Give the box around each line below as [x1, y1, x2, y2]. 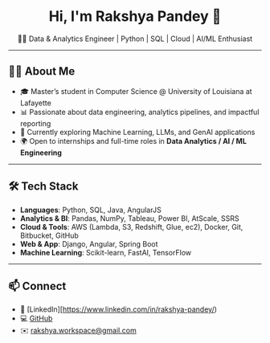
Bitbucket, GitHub [19, 231, 79, 240]
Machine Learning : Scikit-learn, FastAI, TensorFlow [19, 247, 191, 257]
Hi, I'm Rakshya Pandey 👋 [48, 7, 222, 26]
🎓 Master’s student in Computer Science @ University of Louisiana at [19, 86, 252, 96]
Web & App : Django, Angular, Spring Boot [19, 239, 158, 248]
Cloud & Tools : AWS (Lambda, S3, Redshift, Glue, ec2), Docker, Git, [19, 222, 243, 231]
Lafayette [19, 98, 52, 108]
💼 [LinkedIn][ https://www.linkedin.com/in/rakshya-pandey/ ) [19, 304, 218, 314]
